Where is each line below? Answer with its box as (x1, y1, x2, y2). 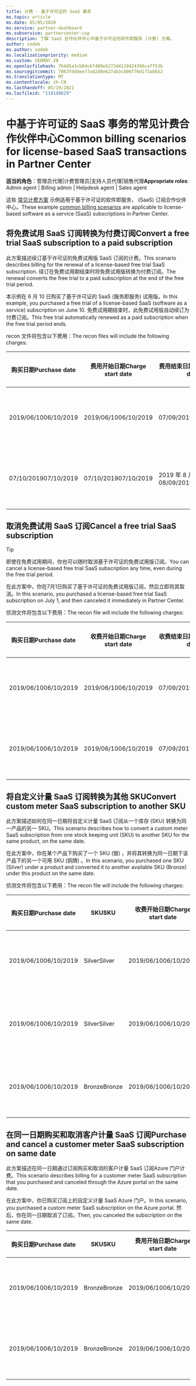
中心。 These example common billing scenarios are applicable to (6, 203, 163, 210)
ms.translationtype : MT (6, 74, 64, 80)
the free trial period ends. (6, 320, 67, 327)
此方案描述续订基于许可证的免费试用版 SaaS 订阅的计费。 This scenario (6, 254, 177, 261)
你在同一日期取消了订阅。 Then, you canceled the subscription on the (16, 1211, 183, 1218)
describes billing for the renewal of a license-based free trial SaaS (6, 261, 165, 268)
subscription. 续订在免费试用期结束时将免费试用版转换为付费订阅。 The (6, 268, 176, 275)
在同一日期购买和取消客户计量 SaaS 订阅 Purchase (6, 1129, 187, 1140)
